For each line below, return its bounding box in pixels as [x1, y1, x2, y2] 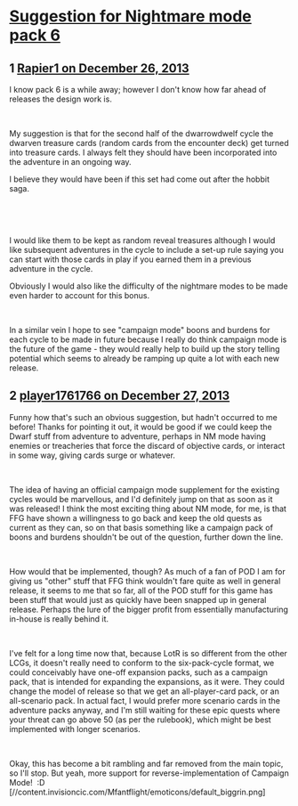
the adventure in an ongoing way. [9, 157, 132, 167]
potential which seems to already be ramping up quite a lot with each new [9, 354, 280, 363]
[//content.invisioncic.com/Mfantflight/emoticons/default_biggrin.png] [9, 786, 266, 797]
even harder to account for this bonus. [9, 290, 149, 300]
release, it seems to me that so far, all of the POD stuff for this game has [9, 585, 273, 596]
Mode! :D [9, 777, 45, 787]
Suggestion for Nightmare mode [9, 6, 252, 27]
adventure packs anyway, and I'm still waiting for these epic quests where [9, 704, 280, 715]
